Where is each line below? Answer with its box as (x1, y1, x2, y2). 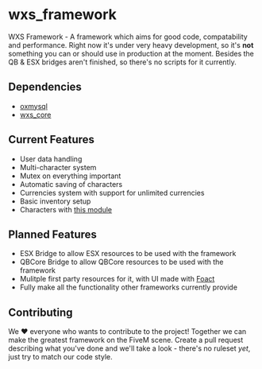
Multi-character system (19, 162, 97, 172)
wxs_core (19, 110, 52, 119)
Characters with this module (19, 204, 113, 214)
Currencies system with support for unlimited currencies (19, 188, 205, 197)
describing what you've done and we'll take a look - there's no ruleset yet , (8, 344, 251, 353)
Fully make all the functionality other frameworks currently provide (19, 282, 238, 292)
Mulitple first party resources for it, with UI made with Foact (19, 274, 215, 284)
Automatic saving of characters (19, 179, 123, 188)
